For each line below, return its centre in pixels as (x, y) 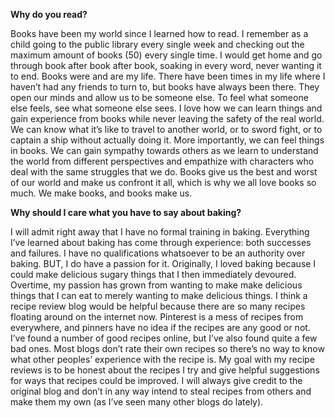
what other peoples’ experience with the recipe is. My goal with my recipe (162, 359)
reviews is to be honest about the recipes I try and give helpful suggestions (165, 370)
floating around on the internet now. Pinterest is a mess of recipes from (157, 317)
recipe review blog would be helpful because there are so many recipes (158, 306)
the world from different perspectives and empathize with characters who (162, 161)
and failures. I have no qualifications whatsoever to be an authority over (158, 253)
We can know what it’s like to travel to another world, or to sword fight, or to (166, 129)
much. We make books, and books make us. (101, 193)
